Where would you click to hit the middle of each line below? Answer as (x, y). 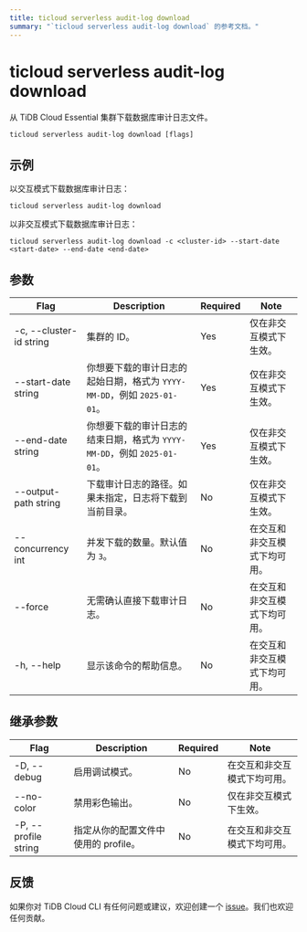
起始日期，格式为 (123, 382)
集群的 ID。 (111, 337)
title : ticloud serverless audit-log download (100, 18)
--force (32, 607)
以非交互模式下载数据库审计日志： (74, 224)
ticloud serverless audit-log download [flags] (102, 135)
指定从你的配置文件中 (120, 830)
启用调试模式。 (106, 771)
